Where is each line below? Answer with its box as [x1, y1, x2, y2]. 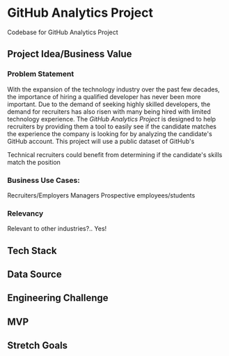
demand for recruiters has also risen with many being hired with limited [7, 107, 211, 116]
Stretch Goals [7, 340, 68, 352]
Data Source [7, 269, 62, 280]
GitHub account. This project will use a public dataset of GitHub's [7, 137, 195, 145]
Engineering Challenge [7, 292, 109, 304]
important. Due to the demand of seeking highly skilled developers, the [7, 100, 211, 108]
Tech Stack [7, 244, 57, 256]
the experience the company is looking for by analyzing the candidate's [7, 129, 212, 138]
